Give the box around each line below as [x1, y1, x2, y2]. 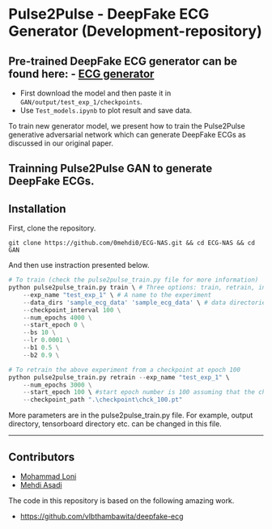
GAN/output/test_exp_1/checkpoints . [19, 97, 143, 106]
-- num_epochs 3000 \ [23, 381, 92, 389]
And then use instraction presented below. [8, 260, 150, 270]
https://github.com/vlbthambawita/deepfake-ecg [19, 511, 184, 522]
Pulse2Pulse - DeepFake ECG [8, 5, 210, 23]
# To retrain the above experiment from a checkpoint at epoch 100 [8, 366, 241, 374]
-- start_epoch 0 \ [23, 321, 85, 329]
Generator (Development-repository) [8, 22, 263, 40]
